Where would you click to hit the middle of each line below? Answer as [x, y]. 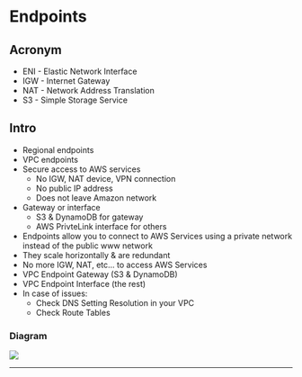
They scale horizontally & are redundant [96, 255]
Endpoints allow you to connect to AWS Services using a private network [157, 236]
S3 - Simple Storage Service [75, 100]
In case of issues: [55, 293]
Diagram [28, 336]
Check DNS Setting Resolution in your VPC [115, 302]
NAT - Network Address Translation [89, 90]
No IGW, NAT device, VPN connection [106, 178]
